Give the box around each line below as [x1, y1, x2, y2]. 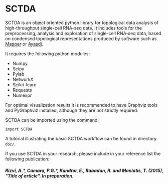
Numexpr [12, 92, 32, 98]
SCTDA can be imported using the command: [5, 117, 99, 123]
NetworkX [12, 76, 34, 82]
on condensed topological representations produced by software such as [5, 36, 157, 42]
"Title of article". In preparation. [5, 172, 74, 178]
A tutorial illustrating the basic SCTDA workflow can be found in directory [5, 135, 157, 141]
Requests [12, 87, 32, 93]
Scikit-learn [12, 81, 37, 88]
